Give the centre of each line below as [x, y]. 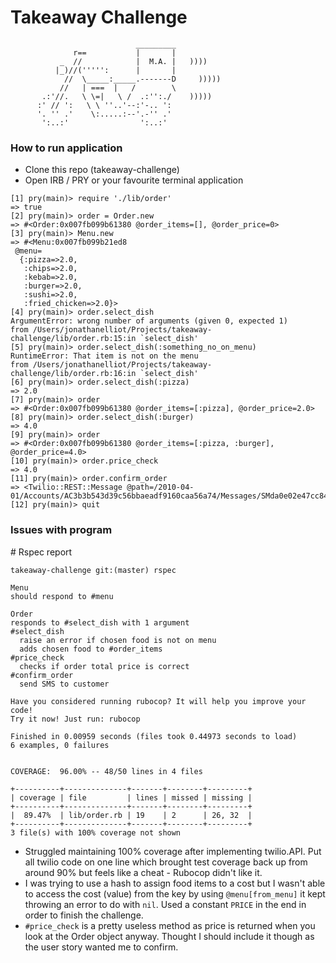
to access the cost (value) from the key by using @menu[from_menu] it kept [175, 893]
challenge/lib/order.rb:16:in [73, 374]
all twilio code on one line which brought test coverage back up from [166, 862]
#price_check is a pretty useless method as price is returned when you [170, 925]
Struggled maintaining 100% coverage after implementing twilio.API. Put [173, 851]
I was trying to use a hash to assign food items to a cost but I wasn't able [175, 883]
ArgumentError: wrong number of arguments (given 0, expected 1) [149, 321]
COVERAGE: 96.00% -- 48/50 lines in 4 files [106, 771]
